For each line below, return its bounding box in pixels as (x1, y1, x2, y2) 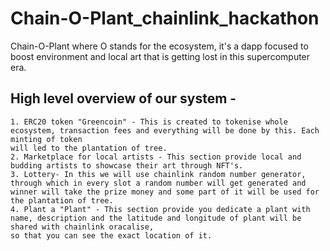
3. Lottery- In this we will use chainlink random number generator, (10, 169, 307, 179)
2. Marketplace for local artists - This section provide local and (10, 152, 302, 162)
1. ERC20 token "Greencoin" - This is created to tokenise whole (10, 117, 288, 127)
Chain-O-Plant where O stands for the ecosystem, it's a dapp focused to (10, 40, 309, 52)
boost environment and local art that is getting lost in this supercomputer (10, 50, 311, 62)
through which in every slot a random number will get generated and (10, 178, 307, 188)
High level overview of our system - (10, 90, 237, 107)
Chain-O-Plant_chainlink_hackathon (10, 7, 320, 30)
